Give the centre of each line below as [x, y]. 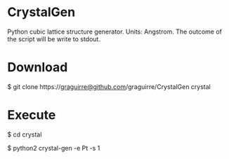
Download [38, 68]
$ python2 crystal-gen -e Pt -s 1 [54, 148]
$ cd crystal [25, 134]
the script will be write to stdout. [54, 39]
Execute [32, 115]
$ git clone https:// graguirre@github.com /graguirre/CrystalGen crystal [109, 87]
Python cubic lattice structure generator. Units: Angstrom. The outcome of [115, 32]
